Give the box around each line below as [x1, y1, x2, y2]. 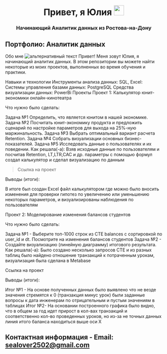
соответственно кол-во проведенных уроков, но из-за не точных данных [5, 313, 162, 319]
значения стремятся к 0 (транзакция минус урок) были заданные [5, 292, 146, 298]
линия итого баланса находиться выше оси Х [5, 318, 102, 324]
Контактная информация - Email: [5, 333, 114, 341]
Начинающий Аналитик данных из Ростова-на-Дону [15, 25, 152, 32]
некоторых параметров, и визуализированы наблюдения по [5, 196, 134, 202]
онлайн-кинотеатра [29, 95, 72, 101]
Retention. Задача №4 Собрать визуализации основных [5, 135, 124, 141]
